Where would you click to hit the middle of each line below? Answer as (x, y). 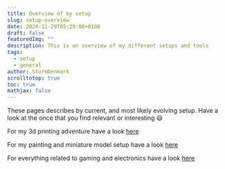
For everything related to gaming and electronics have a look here (101, 158)
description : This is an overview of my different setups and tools (108, 46)
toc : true (21, 84)
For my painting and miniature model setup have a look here (93, 145)
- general (27, 65)
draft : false (26, 33)
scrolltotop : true (34, 78)
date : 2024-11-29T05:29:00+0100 (54, 26)
